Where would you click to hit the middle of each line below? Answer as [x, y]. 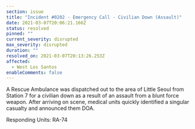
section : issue [25, 12]
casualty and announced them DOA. [51, 108]
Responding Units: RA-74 [37, 120]
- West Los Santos [34, 67]
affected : [18, 61]
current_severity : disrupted [42, 39]
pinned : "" [20, 34]
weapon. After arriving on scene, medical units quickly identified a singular [97, 102]
